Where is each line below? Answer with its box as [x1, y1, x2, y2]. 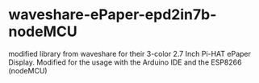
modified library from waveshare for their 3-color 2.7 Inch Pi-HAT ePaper [8, 49, 252, 58]
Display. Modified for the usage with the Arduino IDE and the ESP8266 [8, 57, 242, 67]
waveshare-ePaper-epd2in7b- [8, 6, 217, 24]
